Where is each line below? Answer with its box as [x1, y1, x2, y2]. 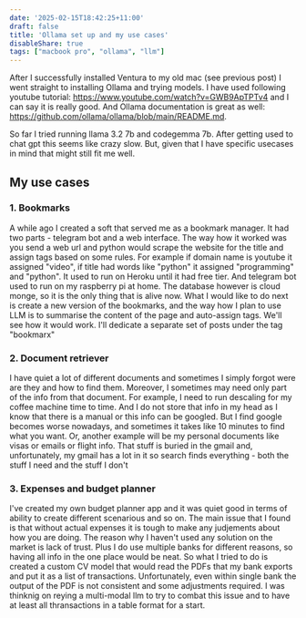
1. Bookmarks [9, 201, 71, 214]
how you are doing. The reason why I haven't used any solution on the [9, 532, 273, 543]
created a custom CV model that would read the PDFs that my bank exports [9, 561, 293, 572]
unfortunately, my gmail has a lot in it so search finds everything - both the [9, 450, 290, 461]
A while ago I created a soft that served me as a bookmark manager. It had [9, 222, 290, 233]
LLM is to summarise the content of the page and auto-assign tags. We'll [9, 309, 282, 320]
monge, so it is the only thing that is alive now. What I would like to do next [9, 290, 289, 301]
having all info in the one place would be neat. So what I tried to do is [9, 551, 269, 562]
